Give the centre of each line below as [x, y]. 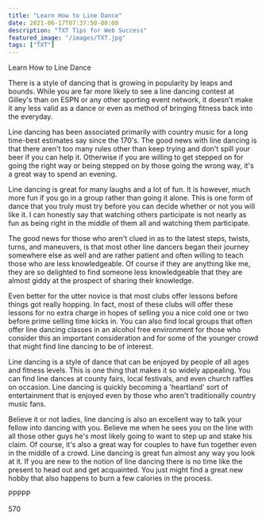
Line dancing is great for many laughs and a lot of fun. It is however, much [129, 189]
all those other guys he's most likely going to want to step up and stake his [130, 436]
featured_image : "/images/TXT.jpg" [67, 38]
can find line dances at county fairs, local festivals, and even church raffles [131, 379]
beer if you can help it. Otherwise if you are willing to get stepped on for [126, 157]
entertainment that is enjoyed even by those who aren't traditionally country [132, 396]
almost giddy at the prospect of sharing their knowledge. [101, 281]
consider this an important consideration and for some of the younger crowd [133, 338]
